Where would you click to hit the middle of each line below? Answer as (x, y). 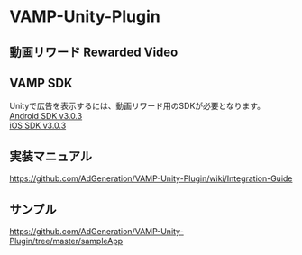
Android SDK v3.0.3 (46, 116)
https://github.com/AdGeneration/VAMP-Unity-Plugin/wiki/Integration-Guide (151, 178)
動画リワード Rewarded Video (94, 52)
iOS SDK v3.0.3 (38, 126)
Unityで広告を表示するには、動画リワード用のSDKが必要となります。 (137, 106)
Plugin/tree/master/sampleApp (66, 241)
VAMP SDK (41, 83)
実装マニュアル (51, 156)
